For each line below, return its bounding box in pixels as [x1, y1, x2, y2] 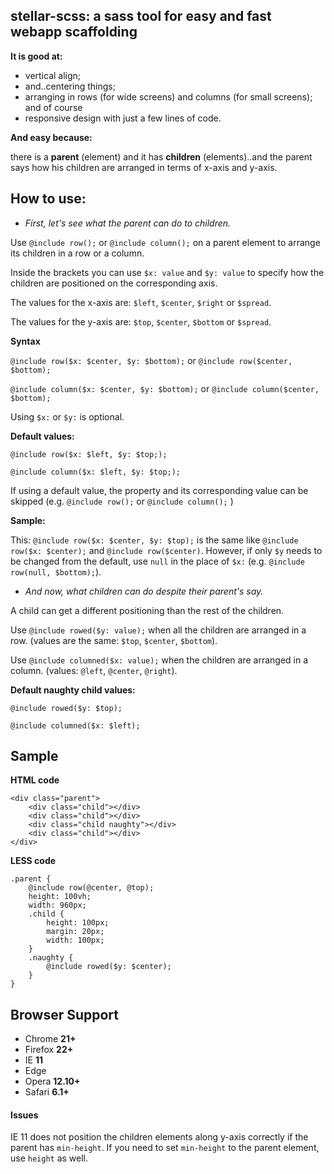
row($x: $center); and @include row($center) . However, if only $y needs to [10, 544, 323, 556]
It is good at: [10, 50, 63, 62]
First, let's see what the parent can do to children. [24, 217, 232, 229]
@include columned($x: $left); [10, 720, 141, 731]
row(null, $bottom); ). [10, 565, 102, 578]
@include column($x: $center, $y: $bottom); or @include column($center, [10, 382, 320, 394]
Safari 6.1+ [24, 1086, 70, 1098]
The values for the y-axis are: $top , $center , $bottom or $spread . [10, 315, 272, 328]
